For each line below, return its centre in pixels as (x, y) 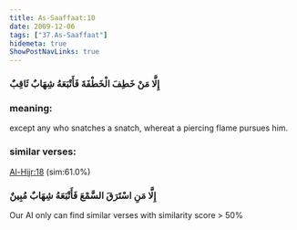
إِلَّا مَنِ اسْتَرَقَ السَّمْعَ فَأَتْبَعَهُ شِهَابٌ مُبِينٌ (83, 195)
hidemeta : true (38, 43)
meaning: (31, 108)
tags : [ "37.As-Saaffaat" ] (58, 35)
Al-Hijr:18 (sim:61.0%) (50, 172)
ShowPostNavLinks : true (55, 52)
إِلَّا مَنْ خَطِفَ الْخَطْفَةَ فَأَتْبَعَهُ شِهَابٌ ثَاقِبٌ (85, 84)
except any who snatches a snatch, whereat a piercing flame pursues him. (149, 128)
